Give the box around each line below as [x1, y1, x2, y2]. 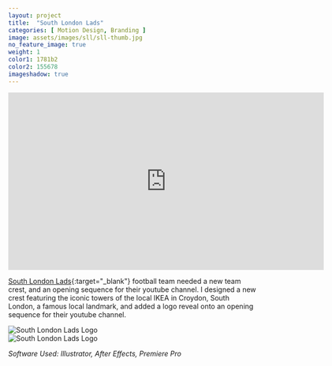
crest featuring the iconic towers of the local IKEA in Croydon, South [8, 293, 230, 302]
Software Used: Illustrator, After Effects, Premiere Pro [8, 349, 181, 358]
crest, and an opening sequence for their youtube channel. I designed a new [8, 285, 256, 294]
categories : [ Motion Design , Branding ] [8, 26, 147, 34]
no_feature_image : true [8, 41, 87, 49]
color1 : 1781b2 [8, 56, 58, 64]
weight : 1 [8, 48, 41, 56]
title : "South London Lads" [8, 19, 104, 27]
